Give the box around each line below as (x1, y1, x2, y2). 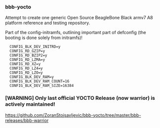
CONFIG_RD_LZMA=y (9, 57, 45, 62)
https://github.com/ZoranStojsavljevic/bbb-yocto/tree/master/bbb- (5, 112, 141, 118)
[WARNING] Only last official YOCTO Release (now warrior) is (5, 95, 156, 102)
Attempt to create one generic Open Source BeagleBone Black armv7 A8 (5, 15, 153, 21)
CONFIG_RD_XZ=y (9, 62, 41, 67)
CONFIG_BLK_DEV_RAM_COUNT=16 (9, 79, 70, 84)
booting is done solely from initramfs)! (5, 35, 83, 41)
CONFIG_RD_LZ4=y (9, 66, 43, 71)
